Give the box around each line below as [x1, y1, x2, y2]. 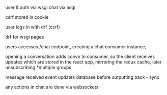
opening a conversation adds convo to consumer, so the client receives [5, 53, 155, 59]
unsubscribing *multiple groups [5, 65, 72, 70]
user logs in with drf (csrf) [5, 24, 60, 30]
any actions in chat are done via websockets [5, 84, 99, 90]
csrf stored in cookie [5, 14, 49, 20]
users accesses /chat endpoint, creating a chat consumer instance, [5, 44, 147, 50]
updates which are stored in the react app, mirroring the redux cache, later [5, 59, 162, 65]
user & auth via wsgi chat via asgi [5, 5, 75, 10]
